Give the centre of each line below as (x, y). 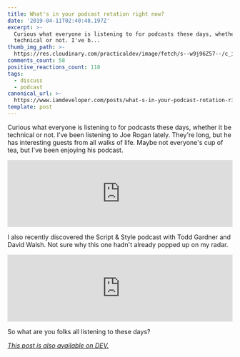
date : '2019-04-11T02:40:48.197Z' (59, 21)
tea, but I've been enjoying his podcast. (65, 150)
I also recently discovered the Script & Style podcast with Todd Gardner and (119, 237)
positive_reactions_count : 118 (54, 67)
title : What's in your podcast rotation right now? (86, 14)
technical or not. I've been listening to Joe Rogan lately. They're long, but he (120, 135)
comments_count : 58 (36, 61)
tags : (15, 74)
